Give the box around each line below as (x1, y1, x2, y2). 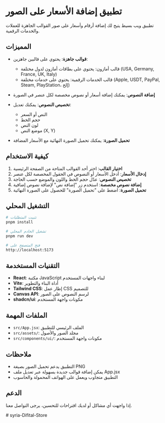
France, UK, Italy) (20, 71, 57, 77)
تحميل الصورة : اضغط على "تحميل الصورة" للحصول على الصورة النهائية (13, 187, 146, 193)
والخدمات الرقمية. (6, 27, 40, 33)
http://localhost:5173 (6, 247, 54, 252)
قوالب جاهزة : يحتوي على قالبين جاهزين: (13, 56, 88, 62)
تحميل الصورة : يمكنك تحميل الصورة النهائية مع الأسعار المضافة (13, 137, 130, 143)
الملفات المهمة (6, 311, 48, 320)
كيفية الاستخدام (6, 152, 49, 161)
